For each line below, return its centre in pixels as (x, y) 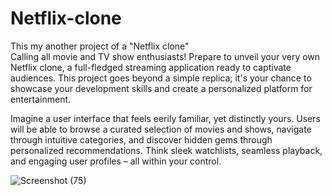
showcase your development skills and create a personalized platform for (161, 88)
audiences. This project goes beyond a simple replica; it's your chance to (161, 78)
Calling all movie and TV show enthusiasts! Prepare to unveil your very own (165, 56)
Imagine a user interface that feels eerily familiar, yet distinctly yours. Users (165, 118)
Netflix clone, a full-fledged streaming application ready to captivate (151, 67)
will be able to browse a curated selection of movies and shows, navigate (161, 129)
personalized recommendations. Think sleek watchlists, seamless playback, (166, 150)
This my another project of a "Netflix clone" (100, 46)
